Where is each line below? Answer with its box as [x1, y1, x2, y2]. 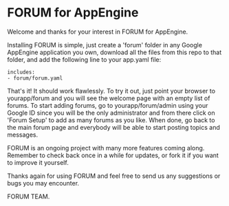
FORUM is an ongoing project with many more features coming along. [7, 144, 205, 152]
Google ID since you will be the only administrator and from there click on [7, 108, 215, 117]
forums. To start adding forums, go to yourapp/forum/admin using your [7, 101, 208, 109]
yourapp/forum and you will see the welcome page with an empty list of [7, 94, 210, 102]
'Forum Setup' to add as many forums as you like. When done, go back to [7, 115, 215, 124]
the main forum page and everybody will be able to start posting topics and [7, 123, 220, 131]
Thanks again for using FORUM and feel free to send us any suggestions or [7, 172, 221, 180]
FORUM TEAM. [7, 192, 50, 201]
